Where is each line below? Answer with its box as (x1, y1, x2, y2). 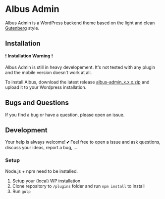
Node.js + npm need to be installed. (5, 168, 78, 174)
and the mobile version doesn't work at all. (5, 69, 92, 75)
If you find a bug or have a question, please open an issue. (5, 112, 125, 118)
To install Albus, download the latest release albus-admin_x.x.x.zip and (5, 79, 150, 85)
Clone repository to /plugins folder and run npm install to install (12, 183, 145, 189)
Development (5, 126, 48, 134)
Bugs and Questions (5, 99, 69, 107)
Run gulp (12, 188, 31, 194)
